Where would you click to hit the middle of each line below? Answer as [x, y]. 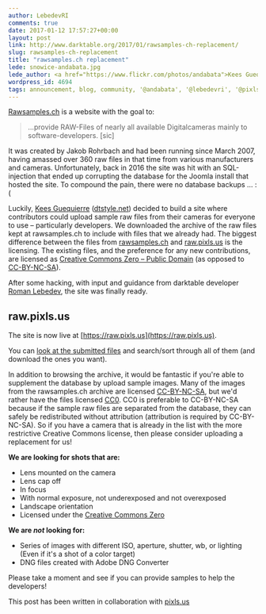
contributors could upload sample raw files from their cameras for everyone [132, 217]
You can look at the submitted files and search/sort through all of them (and [132, 351]
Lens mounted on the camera [68, 473]
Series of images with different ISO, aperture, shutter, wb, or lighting [131, 546]
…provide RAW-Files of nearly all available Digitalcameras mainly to [137, 127]
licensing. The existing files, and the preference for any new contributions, [129, 251]
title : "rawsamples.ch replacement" [68, 60]
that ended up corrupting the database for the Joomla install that [143, 176]
